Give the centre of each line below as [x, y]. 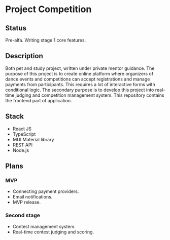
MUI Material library [33, 139]
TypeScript [24, 134]
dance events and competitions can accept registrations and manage [78, 79]
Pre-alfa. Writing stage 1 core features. [46, 40]
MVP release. [27, 202]
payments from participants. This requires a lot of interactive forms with [80, 84]
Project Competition [48, 9]
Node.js [21, 150]
